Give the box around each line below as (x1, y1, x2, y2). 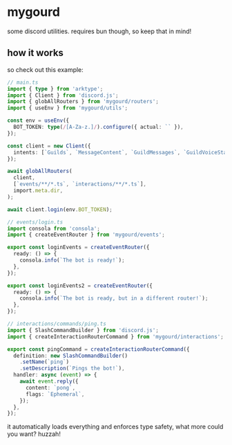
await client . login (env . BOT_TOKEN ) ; (7, 206, 113, 213)
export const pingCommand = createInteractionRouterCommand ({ (7, 345, 190, 353)
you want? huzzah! (7, 430, 61, 438)
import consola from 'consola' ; (7, 225, 100, 232)
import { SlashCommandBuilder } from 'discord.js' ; (7, 327, 159, 334)
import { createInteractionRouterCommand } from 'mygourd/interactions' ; (7, 333, 224, 340)
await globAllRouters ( (7, 167, 72, 175)
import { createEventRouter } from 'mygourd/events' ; (7, 231, 166, 239)
